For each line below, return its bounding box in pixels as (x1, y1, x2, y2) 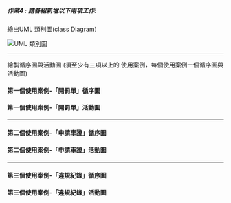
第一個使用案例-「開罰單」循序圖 (7, 86, 101, 94)
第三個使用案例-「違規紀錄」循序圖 (7, 171, 107, 180)
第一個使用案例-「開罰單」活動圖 (7, 103, 101, 111)
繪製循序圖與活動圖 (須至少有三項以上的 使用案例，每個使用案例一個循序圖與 (7, 61, 223, 69)
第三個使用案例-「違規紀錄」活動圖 (7, 188, 107, 196)
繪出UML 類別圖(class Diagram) (7, 25, 98, 33)
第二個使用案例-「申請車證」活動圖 (7, 145, 107, 154)
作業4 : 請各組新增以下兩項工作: (7, 6, 97, 14)
